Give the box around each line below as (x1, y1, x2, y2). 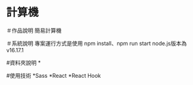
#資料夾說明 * (6, 59, 41, 66)
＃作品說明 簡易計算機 (6, 27, 62, 34)
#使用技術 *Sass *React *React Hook (6, 72, 101, 79)
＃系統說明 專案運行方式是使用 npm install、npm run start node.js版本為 (6, 39, 188, 47)
